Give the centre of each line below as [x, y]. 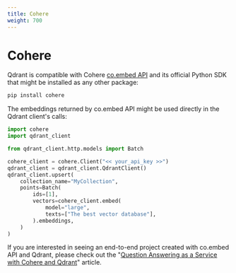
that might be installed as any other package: [73, 83]
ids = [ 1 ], [46, 194]
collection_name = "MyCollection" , [69, 181]
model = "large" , [67, 208]
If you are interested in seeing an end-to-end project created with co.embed [118, 248]
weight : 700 [25, 21]
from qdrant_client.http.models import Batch [75, 149]
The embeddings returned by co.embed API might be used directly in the [113, 109]
